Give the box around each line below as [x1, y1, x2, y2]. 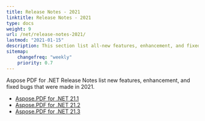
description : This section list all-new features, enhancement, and [6, 43, 184, 49]
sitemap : [6, 49, 29, 55]
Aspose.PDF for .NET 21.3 [15, 108, 81, 115]
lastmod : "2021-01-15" [6, 37, 64, 43]
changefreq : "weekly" [17, 54, 72, 60]
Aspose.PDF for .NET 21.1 [15, 95, 79, 102]
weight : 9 [6, 26, 32, 32]
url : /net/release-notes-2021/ [6, 32, 86, 38]
